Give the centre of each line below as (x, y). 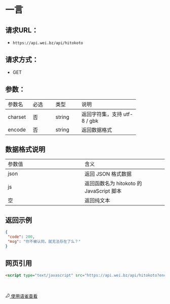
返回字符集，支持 (102, 114)
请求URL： (22, 30)
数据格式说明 (25, 149)
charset (17, 117)
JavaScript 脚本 (103, 191)
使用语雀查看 (24, 296)
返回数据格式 (97, 130)
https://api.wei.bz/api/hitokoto (48, 43)
